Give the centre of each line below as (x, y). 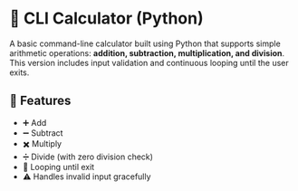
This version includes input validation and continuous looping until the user (149, 62)
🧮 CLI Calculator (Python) (106, 19)
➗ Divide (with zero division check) (88, 157)
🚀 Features (40, 101)
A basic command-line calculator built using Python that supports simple (145, 43)
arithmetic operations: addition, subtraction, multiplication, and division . (147, 53)
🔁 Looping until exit (58, 167)
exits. (19, 72)
